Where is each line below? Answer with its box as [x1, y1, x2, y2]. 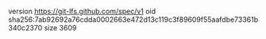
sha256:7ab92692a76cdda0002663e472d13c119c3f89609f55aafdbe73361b [8, 15, 259, 24]
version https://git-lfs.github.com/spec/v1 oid [8, 7, 156, 16]
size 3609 [44, 23, 77, 32]
